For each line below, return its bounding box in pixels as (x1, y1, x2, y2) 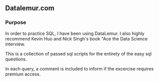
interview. (5, 41, 26, 47)
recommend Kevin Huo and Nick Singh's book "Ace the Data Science (5, 35, 148, 41)
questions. (5, 56, 27, 62)
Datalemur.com (5, 4, 55, 12)
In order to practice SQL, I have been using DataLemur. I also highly (5, 30, 144, 36)
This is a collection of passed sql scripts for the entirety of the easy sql (5, 50, 152, 56)
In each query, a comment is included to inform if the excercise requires (5, 65, 154, 71)
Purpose (5, 19, 27, 26)
